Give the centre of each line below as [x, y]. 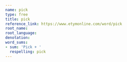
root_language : [21, 33]
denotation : [18, 38]
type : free [17, 14]
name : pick [17, 10]
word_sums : [17, 42]
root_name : [17, 28]
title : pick [18, 19]
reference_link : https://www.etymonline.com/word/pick [64, 24]
